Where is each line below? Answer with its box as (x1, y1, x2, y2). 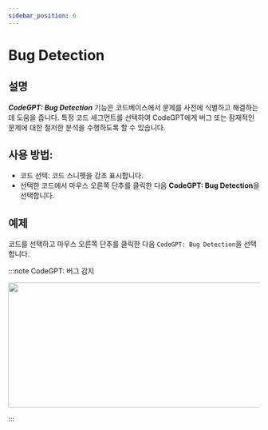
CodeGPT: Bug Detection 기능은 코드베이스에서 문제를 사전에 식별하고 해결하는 (8, 102, 259, 112)
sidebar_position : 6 (8, 11, 77, 20)
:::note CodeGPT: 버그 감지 (8, 266, 94, 276)
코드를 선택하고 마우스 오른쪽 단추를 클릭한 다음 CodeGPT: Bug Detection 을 (8, 239, 242, 249)
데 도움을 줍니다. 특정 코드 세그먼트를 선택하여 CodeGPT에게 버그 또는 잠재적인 (8, 113, 255, 122)
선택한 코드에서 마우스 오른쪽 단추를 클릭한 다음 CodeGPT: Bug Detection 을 (19, 181, 260, 190)
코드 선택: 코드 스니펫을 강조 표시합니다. (19, 171, 144, 181)
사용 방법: (8, 149, 53, 162)
